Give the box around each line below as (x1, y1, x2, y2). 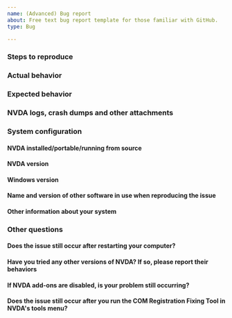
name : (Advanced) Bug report (7, 10, 91, 17)
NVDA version (7, 160, 49, 168)
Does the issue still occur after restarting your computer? (7, 242, 176, 250)
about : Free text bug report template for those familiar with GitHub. (7, 17, 218, 24)
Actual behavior (7, 71, 62, 81)
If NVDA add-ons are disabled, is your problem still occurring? (7, 281, 190, 289)
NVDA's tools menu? (7, 304, 68, 312)
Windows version (7, 175, 59, 184)
